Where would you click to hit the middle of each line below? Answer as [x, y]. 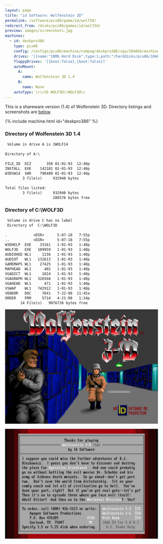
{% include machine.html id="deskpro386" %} [51, 121]
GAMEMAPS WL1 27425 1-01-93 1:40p [48, 264]
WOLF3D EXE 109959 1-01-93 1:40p [48, 250]
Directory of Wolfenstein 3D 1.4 [43, 133]
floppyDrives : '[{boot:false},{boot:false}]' [61, 61]
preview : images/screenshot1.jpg [39, 31]
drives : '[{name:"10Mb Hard [42, 56]
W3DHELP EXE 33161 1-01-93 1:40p [48, 245]
